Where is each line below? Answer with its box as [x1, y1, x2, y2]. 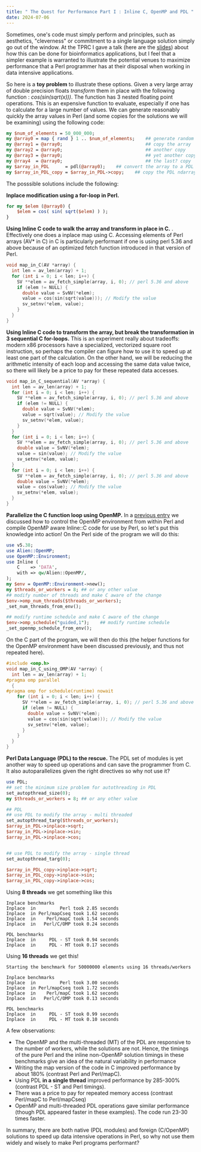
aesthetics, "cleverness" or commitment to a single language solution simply [6, 37, 195, 44]
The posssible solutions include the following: [6, 180, 119, 187]
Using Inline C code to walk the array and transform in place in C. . [6, 225, 173, 232]
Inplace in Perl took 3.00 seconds [6, 980, 119, 986]
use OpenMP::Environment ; [6, 553, 71, 560]
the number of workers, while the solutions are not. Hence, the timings [14, 1045, 189, 1052]
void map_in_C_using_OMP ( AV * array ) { [6, 665, 103, 672]
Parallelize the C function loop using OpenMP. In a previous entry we [6, 511, 179, 518]
